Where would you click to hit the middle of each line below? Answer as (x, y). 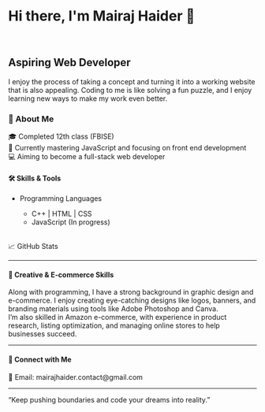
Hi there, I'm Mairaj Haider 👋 (102, 16)
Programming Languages (61, 199)
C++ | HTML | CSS (62, 214)
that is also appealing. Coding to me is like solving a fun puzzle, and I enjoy (130, 90)
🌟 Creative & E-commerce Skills (61, 274)
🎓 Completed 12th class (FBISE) (61, 136)
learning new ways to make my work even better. (88, 98)
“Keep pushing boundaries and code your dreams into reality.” (109, 399)
